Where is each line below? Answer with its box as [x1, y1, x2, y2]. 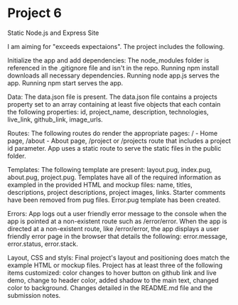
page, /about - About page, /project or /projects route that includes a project [7, 137, 231, 145]
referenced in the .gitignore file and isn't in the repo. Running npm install [7, 63, 219, 72]
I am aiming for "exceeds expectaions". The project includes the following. [7, 42, 225, 50]
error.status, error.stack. [7, 240, 78, 248]
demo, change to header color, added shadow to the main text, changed [7, 276, 219, 284]
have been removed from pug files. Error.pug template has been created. [7, 196, 221, 204]
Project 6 [7, 5, 62, 21]
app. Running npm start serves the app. [7, 78, 124, 87]
